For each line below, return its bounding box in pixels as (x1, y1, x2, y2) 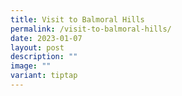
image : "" (10, 61, 52, 71)
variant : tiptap (10, 71, 78, 81)
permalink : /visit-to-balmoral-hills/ (10, 24, 172, 34)
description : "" (10, 52, 78, 62)
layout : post (10, 42, 65, 53)
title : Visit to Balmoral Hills (10, 14, 145, 25)
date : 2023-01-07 (10, 33, 83, 43)
